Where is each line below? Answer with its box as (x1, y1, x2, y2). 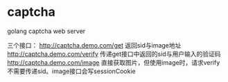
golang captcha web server (7, 27, 86, 35)
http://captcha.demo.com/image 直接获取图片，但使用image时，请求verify (7, 58, 220, 66)
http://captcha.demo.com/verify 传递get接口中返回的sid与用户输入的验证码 (7, 50, 221, 58)
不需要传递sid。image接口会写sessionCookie (7, 67, 137, 75)
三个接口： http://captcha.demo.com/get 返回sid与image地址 (7, 41, 182, 49)
